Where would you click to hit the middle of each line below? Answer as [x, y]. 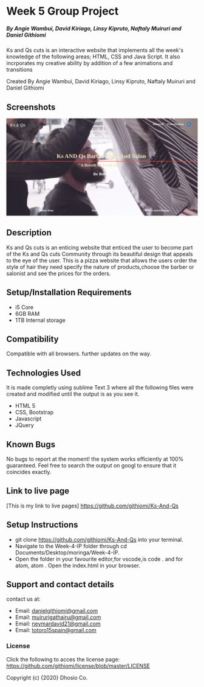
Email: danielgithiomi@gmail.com [56, 611]
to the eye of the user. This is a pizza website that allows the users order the [102, 260]
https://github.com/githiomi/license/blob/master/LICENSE [78, 666]
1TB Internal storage [40, 320]
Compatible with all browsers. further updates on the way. [79, 354]
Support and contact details [60, 584]
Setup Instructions [42, 525]
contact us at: [23, 599]
